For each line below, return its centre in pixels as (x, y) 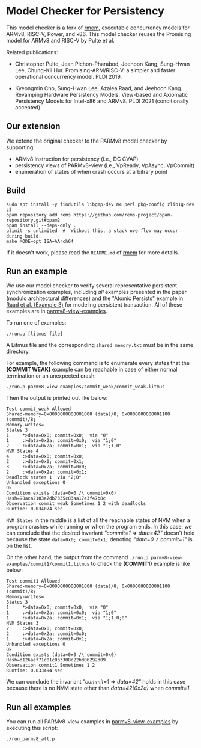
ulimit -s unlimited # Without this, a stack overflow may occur (92, 231)
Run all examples (39, 707)
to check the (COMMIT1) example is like (140, 564)
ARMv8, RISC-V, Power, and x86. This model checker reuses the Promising (99, 34)
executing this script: (32, 728)
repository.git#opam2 (33, 220)
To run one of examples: (36, 323)
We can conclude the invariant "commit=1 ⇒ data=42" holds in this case (96, 682)
